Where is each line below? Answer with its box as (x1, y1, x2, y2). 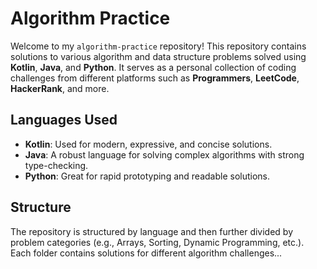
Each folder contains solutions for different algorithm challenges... (10, 247, 283, 259)
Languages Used (10, 112, 118, 129)
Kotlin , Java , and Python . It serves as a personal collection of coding (10, 61, 297, 73)
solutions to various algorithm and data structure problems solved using (10, 50, 307, 62)
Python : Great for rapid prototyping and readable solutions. (24, 170, 271, 182)
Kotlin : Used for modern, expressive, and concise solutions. (24, 138, 273, 150)
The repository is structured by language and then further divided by (10, 225, 294, 237)
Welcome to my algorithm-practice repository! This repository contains (10, 40, 307, 52)
